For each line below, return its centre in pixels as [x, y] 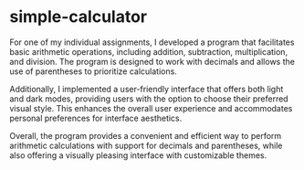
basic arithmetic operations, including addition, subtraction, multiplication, [149, 51]
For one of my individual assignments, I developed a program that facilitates [152, 42]
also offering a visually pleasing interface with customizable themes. [138, 155]
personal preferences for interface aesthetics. [96, 118]
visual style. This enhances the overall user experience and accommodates [151, 108]
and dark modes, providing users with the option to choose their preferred [149, 99]
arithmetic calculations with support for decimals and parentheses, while [146, 145]
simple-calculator [79, 17]
